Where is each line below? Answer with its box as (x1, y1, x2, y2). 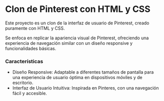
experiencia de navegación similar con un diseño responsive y (5, 40, 133, 46)
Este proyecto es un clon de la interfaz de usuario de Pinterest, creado (5, 20, 150, 26)
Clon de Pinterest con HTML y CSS (5, 3, 151, 15)
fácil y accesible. (12, 91, 47, 97)
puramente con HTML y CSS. (5, 25, 65, 31)
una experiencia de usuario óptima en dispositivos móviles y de (12, 75, 143, 81)
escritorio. (12, 80, 34, 86)
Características (5, 58, 43, 65)
